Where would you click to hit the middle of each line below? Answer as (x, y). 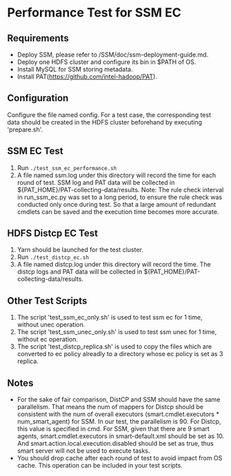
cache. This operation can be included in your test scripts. (100, 466)
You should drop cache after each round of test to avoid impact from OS (120, 458)
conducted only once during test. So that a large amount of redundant (117, 204)
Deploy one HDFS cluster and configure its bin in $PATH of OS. (107, 62)
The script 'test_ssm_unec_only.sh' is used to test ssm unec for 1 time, (117, 332)
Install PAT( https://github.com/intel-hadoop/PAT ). (87, 76)
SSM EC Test (35, 151)
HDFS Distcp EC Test (53, 233)
